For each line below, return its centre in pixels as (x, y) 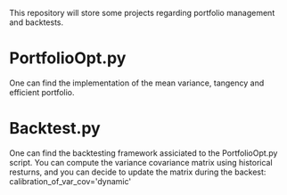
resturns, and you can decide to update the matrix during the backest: (138, 172)
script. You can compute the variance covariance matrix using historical (141, 162)
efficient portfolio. (42, 92)
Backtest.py (55, 129)
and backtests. (37, 22)
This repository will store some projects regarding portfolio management (142, 13)
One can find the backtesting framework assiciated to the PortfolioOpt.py (143, 153)
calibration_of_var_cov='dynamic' (70, 181)
